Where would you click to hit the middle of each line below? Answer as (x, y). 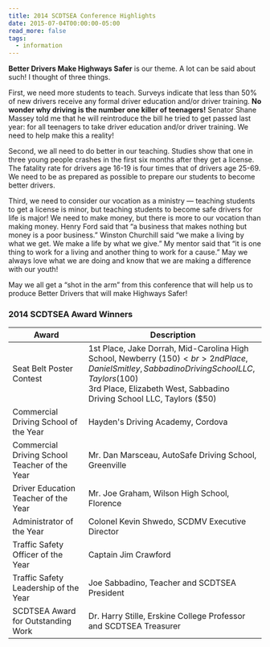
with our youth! (33, 270)
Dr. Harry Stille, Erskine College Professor (167, 616)
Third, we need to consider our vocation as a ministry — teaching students (132, 201)
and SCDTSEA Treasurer (134, 626)
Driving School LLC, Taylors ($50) (152, 399)
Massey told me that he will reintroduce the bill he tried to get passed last (130, 118)
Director (103, 532)
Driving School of (45, 422)
